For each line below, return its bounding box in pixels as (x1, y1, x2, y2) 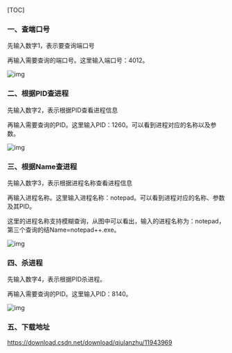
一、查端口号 (7, 24, 51, 34)
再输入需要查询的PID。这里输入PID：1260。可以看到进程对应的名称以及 (7, 121, 211, 129)
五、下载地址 (7, 322, 51, 332)
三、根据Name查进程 (7, 162, 78, 171)
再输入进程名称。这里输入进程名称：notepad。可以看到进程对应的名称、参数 (7, 193, 225, 202)
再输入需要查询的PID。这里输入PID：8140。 (7, 290, 132, 298)
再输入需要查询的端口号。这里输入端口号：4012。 (7, 56, 149, 64)
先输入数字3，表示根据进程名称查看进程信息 (7, 178, 133, 187)
